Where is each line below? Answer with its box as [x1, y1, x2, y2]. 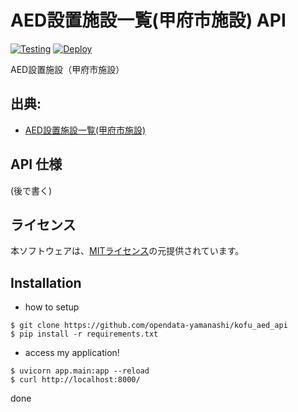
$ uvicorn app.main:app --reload [10, 366, 150, 376]
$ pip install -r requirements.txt [10, 329, 159, 340]
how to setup [24, 301, 80, 313]
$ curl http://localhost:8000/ [10, 375, 141, 385]
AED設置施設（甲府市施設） [10, 63, 125, 75]
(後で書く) [10, 184, 53, 196]
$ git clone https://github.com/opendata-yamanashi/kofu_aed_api [10, 321, 288, 331]
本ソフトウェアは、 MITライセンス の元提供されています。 [10, 245, 245, 257]
